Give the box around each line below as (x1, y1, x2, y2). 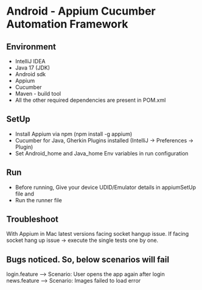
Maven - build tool (15, 90, 61, 97)
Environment (6, 41, 57, 52)
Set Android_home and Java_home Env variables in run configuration (15, 149, 189, 157)
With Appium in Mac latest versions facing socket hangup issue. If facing (6, 230, 189, 238)
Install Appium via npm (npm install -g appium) (15, 130, 133, 138)
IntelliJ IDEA (15, 58, 46, 65)
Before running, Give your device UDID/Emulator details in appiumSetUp (15, 183, 197, 191)
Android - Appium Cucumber (6, 4, 156, 18)
